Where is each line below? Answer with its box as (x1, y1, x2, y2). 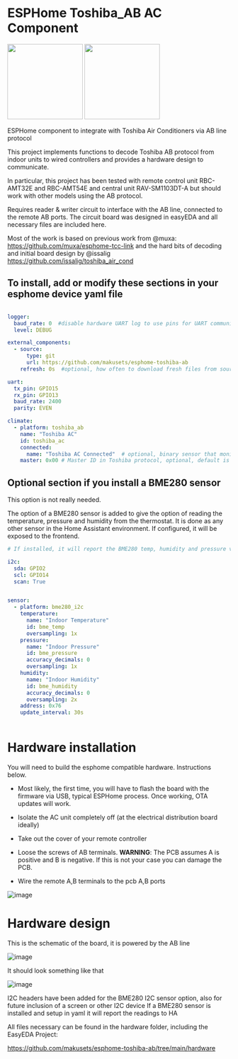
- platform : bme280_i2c (13, 604, 84, 611)
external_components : (7, 339, 72, 347)
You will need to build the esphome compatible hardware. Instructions (7, 763, 211, 771)
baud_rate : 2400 (13, 398, 62, 405)
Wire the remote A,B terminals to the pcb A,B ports (17, 877, 166, 885)
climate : (7, 418, 33, 425)
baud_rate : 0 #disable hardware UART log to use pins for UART (13, 320, 208, 327)
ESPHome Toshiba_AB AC (7, 5, 162, 21)
